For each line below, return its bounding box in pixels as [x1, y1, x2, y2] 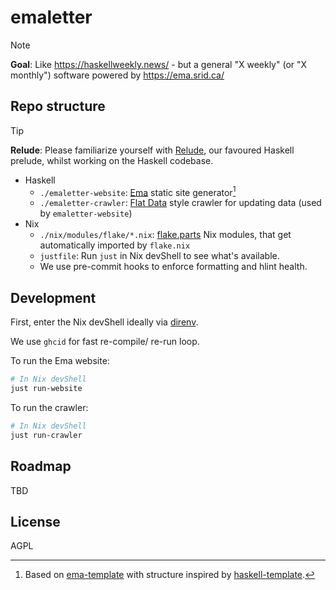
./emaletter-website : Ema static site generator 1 [39, 184, 237, 198]
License [10, 513, 61, 530]
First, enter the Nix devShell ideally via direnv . [10, 316, 199, 328]
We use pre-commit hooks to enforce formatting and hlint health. [39, 261, 308, 273]
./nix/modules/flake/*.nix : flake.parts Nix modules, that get [39, 229, 292, 241]
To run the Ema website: [10, 355, 110, 367]
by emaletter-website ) [39, 207, 133, 220]
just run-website [10, 384, 83, 394]
